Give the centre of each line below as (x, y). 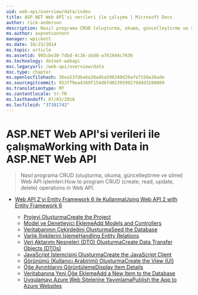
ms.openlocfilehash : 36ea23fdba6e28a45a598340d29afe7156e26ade (85, 77)
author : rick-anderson (34, 22)
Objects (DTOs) (42, 248)
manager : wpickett (29, 39)
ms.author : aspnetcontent (38, 34)
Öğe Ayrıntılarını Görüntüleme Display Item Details (83, 267)
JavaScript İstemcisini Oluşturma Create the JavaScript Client (98, 255)
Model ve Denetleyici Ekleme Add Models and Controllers (93, 223)
